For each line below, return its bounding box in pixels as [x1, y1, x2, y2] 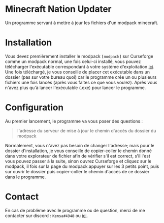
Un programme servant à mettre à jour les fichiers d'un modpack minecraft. [5, 20, 159, 26]
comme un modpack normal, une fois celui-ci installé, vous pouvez [5, 58, 141, 64]
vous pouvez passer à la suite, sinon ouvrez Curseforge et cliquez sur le [5, 158, 152, 164]
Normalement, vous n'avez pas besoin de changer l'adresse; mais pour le [5, 142, 155, 148]
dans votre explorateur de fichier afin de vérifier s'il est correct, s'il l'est [5, 153, 150, 159]
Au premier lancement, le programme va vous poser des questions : [5, 118, 143, 124]
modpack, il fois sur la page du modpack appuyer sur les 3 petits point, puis [5, 163, 159, 169]
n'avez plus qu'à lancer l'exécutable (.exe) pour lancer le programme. [5, 85, 146, 91]
